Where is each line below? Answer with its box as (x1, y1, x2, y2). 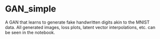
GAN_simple (5, 3, 56, 14)
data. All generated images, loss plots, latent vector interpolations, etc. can (5, 24, 156, 30)
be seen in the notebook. (5, 29, 55, 35)
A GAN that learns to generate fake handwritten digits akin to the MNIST (5, 19, 150, 25)
